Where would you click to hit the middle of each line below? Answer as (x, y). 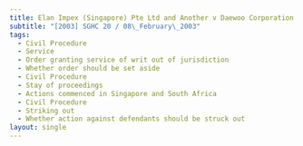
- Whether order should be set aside (89, 69)
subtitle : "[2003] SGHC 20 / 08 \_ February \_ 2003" (105, 26)
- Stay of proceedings (60, 85)
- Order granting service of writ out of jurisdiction (123, 60)
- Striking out (46, 111)
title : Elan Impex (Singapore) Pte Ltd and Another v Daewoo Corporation (152, 18)
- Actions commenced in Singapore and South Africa (117, 93)
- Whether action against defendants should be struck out (132, 119)
